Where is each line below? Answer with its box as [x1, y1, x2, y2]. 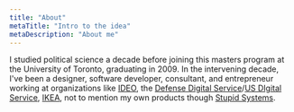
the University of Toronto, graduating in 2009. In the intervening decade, [9, 64, 280, 74]
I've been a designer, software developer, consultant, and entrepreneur [9, 73, 274, 84]
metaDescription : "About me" [9, 30, 119, 39]
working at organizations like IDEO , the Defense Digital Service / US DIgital [9, 82, 282, 94]
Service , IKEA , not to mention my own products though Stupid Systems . [9, 92, 276, 103]
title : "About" [9, 13, 67, 22]
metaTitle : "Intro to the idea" [9, 22, 131, 30]
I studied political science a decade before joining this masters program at [9, 55, 285, 65]
